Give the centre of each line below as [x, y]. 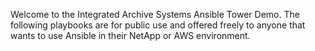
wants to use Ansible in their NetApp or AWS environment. [130, 35]
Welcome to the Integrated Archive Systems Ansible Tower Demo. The [155, 14]
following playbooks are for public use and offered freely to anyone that [158, 25]
